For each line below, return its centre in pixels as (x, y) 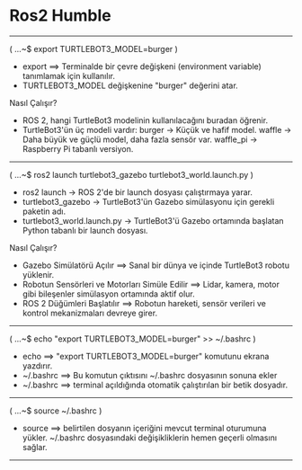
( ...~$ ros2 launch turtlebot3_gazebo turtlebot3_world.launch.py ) (132, 174)
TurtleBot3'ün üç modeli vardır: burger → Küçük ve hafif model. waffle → (157, 129)
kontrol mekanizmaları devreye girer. (90, 313)
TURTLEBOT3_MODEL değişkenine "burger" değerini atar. (130, 85)
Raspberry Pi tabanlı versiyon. (78, 148)
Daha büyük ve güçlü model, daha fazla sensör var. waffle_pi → (140, 139)
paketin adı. (44, 211)
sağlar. (35, 447)
